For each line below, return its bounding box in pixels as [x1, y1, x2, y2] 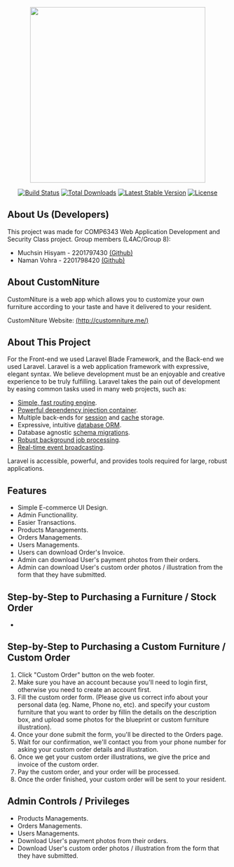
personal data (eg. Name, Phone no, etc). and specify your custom [17, 700, 210, 709]
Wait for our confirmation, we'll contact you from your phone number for [17, 738, 226, 746]
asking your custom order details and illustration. [17, 745, 159, 753]
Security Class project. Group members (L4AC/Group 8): [7, 235, 171, 243]
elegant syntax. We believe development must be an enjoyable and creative [7, 370, 226, 379]
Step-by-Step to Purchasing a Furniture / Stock [7, 591, 217, 603]
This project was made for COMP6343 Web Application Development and [7, 227, 221, 235]
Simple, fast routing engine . [17, 398, 97, 407]
